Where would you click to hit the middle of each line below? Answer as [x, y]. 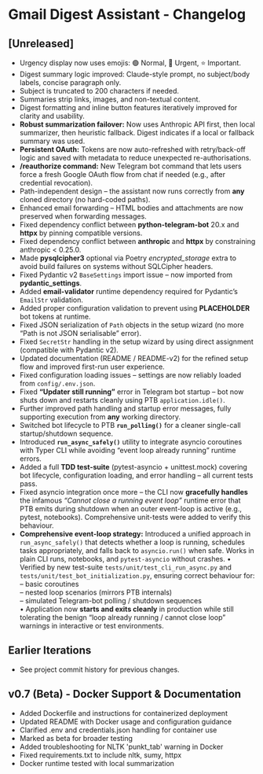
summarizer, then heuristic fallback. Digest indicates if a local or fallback [137, 133]
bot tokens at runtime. [55, 317]
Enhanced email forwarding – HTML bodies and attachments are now [131, 208]
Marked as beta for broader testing [76, 738]
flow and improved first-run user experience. [92, 367]
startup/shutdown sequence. [66, 433]
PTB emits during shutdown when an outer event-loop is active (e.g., [130, 509]
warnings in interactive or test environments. [91, 626]
